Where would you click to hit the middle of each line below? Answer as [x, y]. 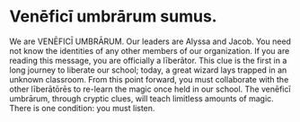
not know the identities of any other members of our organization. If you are [150, 50]
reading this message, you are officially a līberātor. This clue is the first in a [148, 60]
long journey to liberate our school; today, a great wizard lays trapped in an [148, 70]
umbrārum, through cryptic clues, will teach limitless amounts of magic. [141, 98]
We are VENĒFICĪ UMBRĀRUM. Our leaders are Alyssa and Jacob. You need [150, 41]
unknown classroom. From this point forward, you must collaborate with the [149, 79]
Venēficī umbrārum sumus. [113, 17]
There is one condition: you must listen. [82, 108]
